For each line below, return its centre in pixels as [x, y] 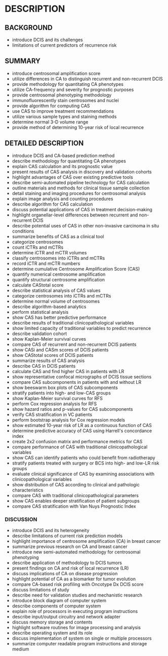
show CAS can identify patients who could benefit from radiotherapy [83, 457]
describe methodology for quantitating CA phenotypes [69, 161]
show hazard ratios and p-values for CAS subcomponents [72, 409]
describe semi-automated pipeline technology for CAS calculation [81, 182]
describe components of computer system [56, 606]
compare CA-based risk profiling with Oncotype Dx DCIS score [78, 584]
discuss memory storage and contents [52, 622]
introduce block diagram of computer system [59, 600]
